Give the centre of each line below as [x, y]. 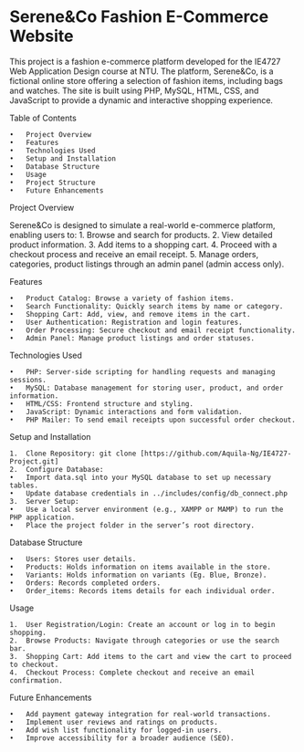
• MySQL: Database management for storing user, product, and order [147, 388]
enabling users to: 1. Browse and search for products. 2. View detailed [141, 235]
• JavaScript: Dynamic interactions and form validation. [126, 412]
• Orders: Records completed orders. [85, 583]
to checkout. [34, 664]
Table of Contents [43, 118]
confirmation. [37, 680]
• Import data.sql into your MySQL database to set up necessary [141, 477]
